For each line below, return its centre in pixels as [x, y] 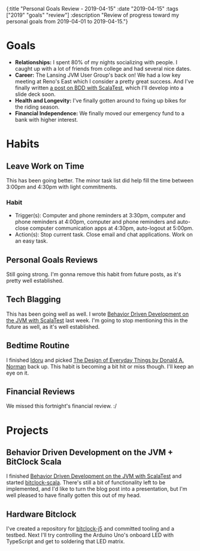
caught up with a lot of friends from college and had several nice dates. [103, 68]
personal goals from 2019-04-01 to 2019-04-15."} [67, 21]
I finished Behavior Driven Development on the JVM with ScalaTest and [94, 476]
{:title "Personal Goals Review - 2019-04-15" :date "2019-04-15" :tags [92, 9]
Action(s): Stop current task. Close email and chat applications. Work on [104, 235]
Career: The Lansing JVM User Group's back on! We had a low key [98, 75]
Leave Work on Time [46, 166]
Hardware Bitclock [41, 514]
